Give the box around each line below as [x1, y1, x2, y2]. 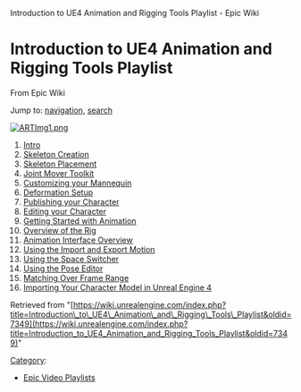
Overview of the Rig [22, 225, 96, 235]
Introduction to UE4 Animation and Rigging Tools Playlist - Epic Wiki [10, 8, 260, 18]
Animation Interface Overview [22, 234, 133, 245]
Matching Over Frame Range [22, 272, 130, 283]
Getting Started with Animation [22, 215, 137, 226]
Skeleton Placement [22, 158, 97, 169]
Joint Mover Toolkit [22, 167, 95, 178]
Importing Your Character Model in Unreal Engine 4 [22, 282, 213, 293]
